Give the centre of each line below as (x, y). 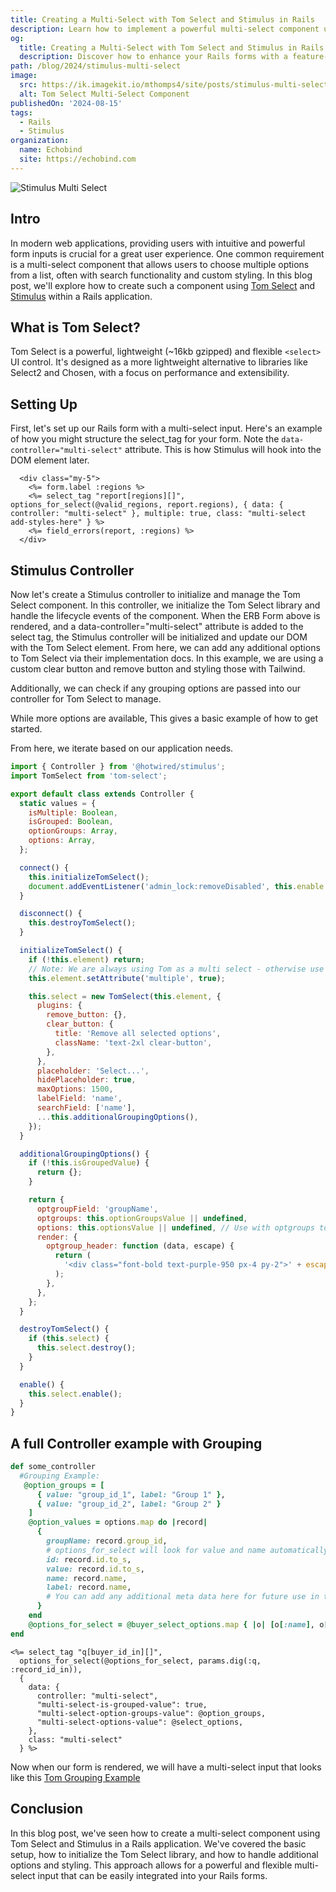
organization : (40, 141)
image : (24, 76)
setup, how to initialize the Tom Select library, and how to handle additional (164, 1854)
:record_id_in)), (46, 1669)
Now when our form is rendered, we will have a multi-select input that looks (166, 1767)
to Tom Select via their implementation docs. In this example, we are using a (167, 658)
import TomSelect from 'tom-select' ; (89, 776)
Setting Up (44, 404)
